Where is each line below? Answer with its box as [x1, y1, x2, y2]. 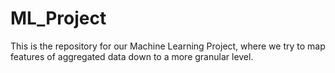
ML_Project [10, 7, 107, 30]
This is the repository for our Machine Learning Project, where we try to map [10, 40, 326, 52]
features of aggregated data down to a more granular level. [10, 50, 254, 62]
